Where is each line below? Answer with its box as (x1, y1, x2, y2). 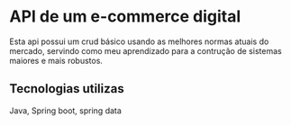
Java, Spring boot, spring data (9, 105, 122, 116)
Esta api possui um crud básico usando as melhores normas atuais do (9, 36, 269, 47)
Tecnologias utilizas (9, 81, 124, 96)
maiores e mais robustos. (9, 55, 104, 66)
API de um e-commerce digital (9, 6, 241, 27)
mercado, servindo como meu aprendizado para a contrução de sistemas (9, 45, 282, 56)
